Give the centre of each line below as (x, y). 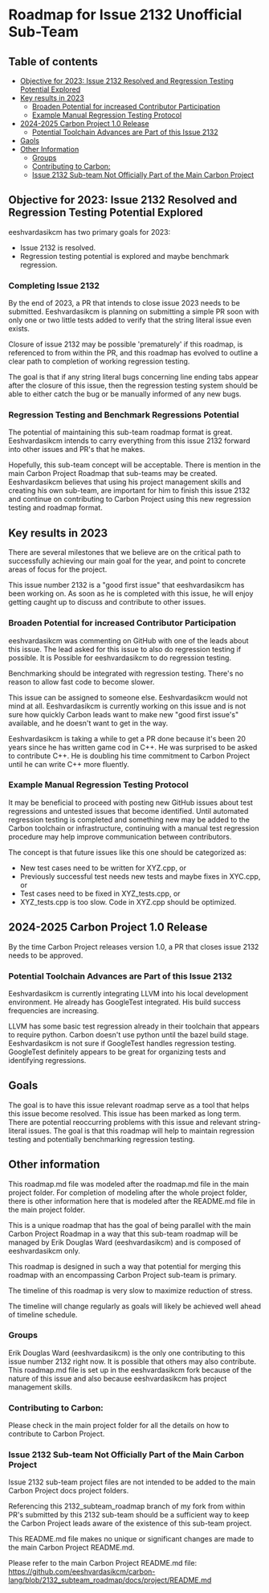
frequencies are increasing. (54, 1010)
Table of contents (53, 62)
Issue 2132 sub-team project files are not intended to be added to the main (132, 1482)
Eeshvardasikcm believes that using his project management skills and (125, 482)
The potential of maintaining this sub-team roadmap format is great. (120, 433)
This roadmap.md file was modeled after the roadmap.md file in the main (128, 1184)
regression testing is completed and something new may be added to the (129, 819)
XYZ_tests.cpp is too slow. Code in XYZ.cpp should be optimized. (128, 901)
